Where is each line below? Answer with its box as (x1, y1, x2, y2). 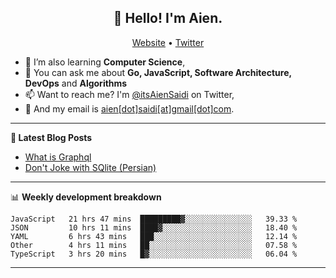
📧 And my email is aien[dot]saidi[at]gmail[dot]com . (24, 102, 235, 115)
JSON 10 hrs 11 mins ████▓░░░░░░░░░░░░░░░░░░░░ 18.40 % (10, 222, 298, 233)
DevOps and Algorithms (24, 77, 128, 89)
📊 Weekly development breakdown (10, 191, 162, 203)
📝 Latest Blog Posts (10, 131, 93, 143)
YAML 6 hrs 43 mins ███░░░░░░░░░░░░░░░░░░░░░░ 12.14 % (10, 231, 298, 241)
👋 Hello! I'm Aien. (113, 10, 223, 27)
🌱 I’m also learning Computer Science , (24, 56, 186, 68)
